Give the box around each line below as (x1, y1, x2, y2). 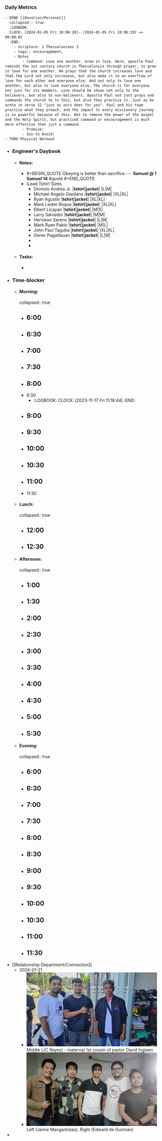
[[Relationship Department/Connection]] (12, 962, 92, 967)
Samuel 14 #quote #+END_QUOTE (26, 176, 95, 182)
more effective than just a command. (5, 122, 81, 127)
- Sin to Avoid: (22, 132, 55, 137)
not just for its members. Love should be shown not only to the (5, 88, 139, 93)
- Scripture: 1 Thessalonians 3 (13, 45, 79, 49)
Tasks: (19, 254, 33, 260)
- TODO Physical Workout (5, 137, 55, 142)
